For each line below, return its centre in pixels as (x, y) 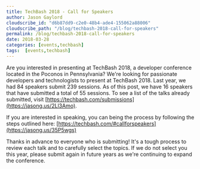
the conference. (26, 160)
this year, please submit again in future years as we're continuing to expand (99, 154)
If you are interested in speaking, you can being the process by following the (100, 117)
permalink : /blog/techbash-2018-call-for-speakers (70, 34)
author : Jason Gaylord (34, 17)
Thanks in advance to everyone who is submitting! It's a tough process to (96, 142)
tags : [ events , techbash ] (38, 51)
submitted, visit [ (27, 99)
